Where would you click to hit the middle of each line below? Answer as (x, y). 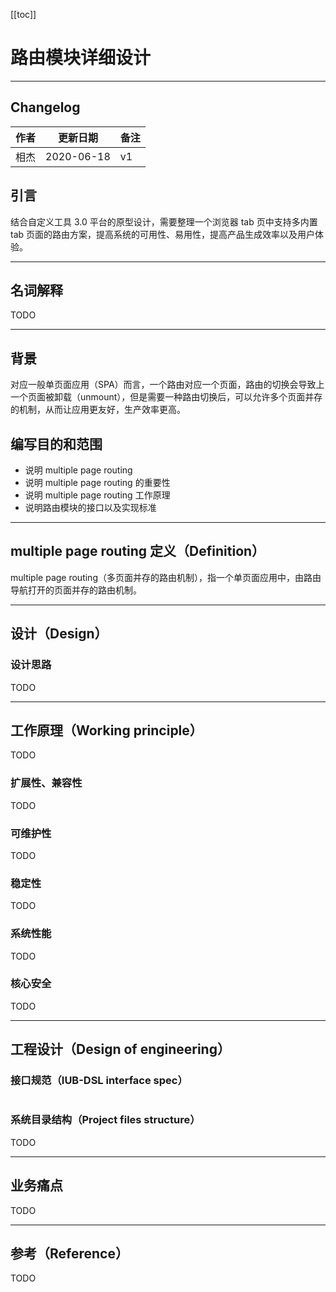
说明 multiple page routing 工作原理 (97, 495)
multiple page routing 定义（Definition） (138, 551)
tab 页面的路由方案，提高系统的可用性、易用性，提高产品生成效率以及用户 (163, 234)
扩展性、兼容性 (46, 783)
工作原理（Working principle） (106, 730)
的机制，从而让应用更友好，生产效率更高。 (98, 410)
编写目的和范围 (56, 444)
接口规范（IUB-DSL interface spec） (99, 1081)
